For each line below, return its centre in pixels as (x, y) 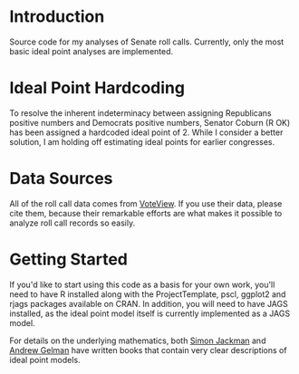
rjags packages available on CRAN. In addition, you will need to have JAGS (149, 303)
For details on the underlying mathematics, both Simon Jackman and (138, 340)
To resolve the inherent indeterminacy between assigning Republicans (140, 113)
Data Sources (61, 179)
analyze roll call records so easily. (72, 223)
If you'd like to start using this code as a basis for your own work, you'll (142, 284)
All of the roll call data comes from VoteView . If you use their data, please (146, 203)
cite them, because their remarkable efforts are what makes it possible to (146, 213)
